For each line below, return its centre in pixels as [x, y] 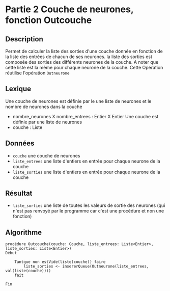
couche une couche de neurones [46, 155]
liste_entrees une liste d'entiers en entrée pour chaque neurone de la [86, 161]
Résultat [19, 193]
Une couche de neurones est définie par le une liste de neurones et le [78, 101]
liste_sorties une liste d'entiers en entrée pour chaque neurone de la [86, 172]
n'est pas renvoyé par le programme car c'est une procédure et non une [88, 211]
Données [20, 143]
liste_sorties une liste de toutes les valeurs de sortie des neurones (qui [89, 205]
